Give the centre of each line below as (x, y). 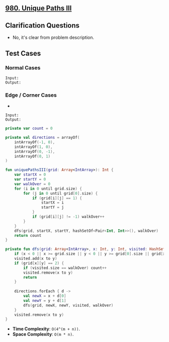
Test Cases (23, 53)
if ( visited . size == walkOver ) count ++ (65, 268)
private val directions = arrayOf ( (43, 138)
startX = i (53, 203)
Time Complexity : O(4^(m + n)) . (46, 329)
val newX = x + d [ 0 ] (45, 296)
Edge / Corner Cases (31, 95)
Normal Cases (23, 67)
